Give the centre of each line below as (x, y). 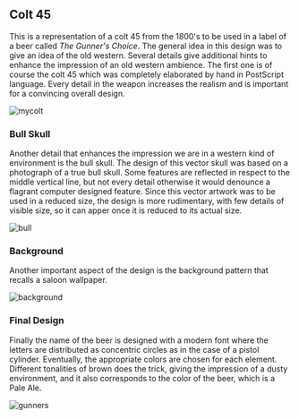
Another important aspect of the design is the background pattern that (139, 270)
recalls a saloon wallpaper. (58, 280)
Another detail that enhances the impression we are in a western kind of (142, 154)
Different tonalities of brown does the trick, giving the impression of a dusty (149, 368)
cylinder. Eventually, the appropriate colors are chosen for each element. (143, 359)
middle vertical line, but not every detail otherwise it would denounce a (140, 182)
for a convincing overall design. (67, 93)
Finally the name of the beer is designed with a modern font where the (139, 340)
